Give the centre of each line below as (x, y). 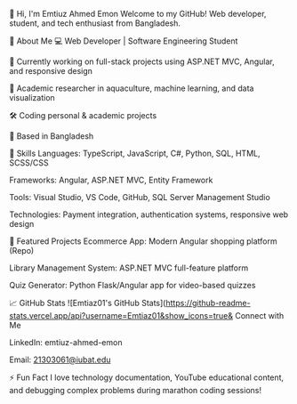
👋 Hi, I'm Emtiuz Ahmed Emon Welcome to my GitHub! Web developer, (138, 14)
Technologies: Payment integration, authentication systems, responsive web (149, 214)
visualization (32, 97)
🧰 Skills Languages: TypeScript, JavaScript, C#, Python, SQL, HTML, (135, 153)
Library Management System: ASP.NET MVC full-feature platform (129, 268)
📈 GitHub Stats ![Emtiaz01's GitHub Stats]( (88, 303)
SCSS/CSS (29, 163)
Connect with (260, 315)
